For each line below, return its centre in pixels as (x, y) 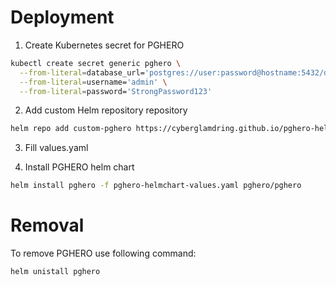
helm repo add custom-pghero (71, 129)
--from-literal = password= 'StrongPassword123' (116, 91)
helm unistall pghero (55, 272)
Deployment (62, 17)
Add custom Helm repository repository (106, 110)
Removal (47, 225)
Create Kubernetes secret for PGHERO (104, 45)
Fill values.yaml (56, 148)
